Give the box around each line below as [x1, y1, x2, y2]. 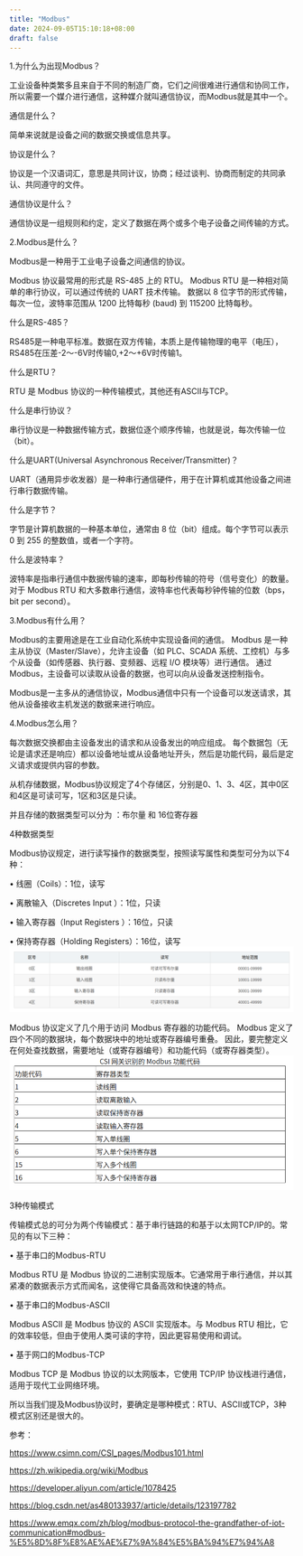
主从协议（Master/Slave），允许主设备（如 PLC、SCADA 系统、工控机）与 [9, 646, 282, 657]
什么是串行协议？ [9, 405, 73, 416]
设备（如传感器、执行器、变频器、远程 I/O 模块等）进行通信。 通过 [24, 657, 272, 668]
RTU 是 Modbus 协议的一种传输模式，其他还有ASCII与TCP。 [9, 386, 234, 397]
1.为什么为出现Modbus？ [9, 61, 101, 71]
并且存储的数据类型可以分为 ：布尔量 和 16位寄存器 [9, 810, 198, 820]
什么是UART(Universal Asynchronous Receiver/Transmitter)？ [9, 455, 239, 465]
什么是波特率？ [9, 554, 65, 565]
